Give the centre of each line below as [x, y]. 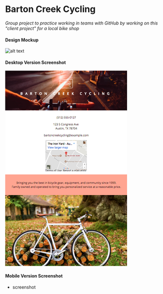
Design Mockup [22, 40]
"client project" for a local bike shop [42, 28]
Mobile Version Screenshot [34, 275]
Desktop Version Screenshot [36, 62]
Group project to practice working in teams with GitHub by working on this [81, 23]
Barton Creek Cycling [50, 9]
